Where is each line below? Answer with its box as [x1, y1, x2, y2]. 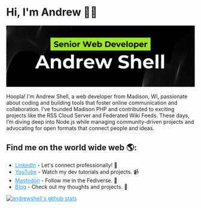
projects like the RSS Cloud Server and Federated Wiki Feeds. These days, [6, 112, 190, 119]
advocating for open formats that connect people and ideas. [6, 124, 154, 131]
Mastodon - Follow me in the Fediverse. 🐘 [14, 176, 118, 184]
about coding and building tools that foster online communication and [6, 99, 178, 106]
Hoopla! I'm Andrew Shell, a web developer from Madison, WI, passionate [6, 93, 188, 100]
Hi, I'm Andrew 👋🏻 [6, 5, 98, 19]
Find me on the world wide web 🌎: [6, 143, 138, 153]
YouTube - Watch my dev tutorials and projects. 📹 [14, 168, 139, 175]
